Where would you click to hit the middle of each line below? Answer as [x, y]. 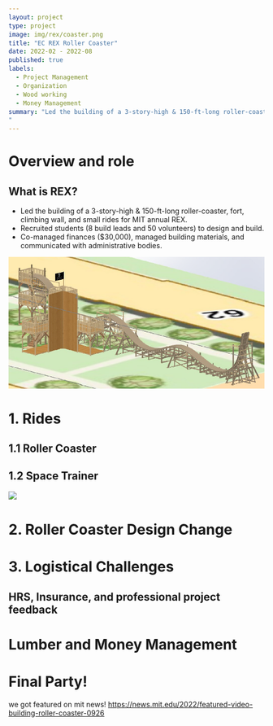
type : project [32, 26]
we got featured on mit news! [58, 704]
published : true [36, 60]
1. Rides [35, 418]
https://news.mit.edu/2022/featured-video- [181, 704]
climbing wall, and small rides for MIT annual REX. [104, 220]
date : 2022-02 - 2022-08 [50, 52]
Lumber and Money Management [123, 644]
